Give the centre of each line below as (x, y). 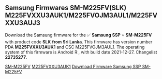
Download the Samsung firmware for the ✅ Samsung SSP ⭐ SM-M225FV (79, 35)
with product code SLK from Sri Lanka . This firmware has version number (79, 42)
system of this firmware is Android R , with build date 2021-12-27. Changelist (81, 52)
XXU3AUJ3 (23, 23)
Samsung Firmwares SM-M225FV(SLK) (66, 8)
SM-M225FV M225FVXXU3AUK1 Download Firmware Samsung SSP (73, 66)
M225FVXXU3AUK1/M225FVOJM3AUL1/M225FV (81, 16)
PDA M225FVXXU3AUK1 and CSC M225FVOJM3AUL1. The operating (75, 47)
